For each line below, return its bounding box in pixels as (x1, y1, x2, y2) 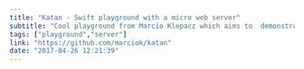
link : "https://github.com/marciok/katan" (9, 38, 172, 47)
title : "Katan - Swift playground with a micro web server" (9, 13, 242, 22)
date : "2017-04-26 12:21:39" (9, 47, 119, 56)
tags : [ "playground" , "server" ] (9, 30, 128, 39)
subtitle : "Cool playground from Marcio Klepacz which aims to (9, 22, 253, 30)
